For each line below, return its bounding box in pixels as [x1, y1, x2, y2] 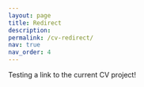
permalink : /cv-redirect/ [8, 33, 93, 42]
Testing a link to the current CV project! [8, 70, 137, 79]
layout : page [8, 11, 51, 20]
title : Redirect [8, 19, 62, 27]
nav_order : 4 [8, 48, 51, 56]
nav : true [8, 41, 41, 49]
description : [8, 26, 51, 34]
